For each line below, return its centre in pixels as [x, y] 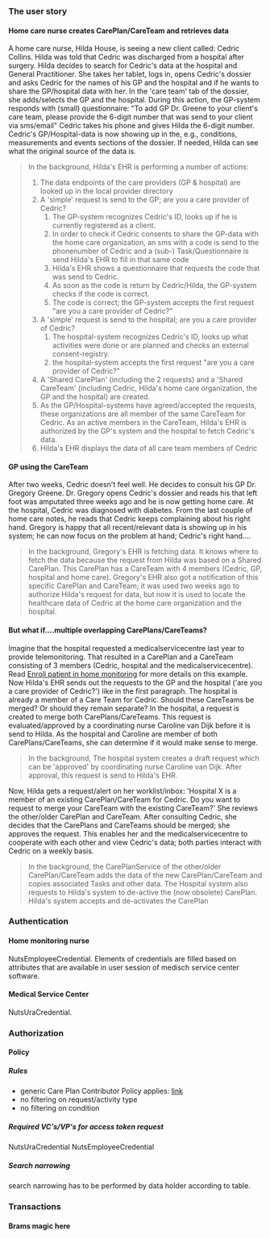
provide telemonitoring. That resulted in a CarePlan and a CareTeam [121, 657]
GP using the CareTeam [48, 466]
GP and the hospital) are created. [95, 397]
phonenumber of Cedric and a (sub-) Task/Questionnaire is [150, 251]
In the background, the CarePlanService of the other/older [125, 866]
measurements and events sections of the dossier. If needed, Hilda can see [133, 143]
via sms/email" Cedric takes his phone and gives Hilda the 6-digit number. [132, 126]
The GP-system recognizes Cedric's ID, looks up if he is [145, 217]
